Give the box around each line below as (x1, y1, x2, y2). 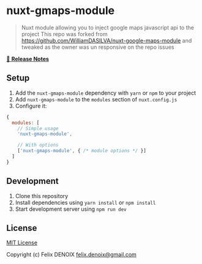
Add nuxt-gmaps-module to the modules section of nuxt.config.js (15, 95, 178, 103)
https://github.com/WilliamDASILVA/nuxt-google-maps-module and (21, 37, 192, 44)
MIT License (6, 239, 38, 246)
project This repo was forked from (21, 30, 108, 37)
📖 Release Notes (6, 55, 49, 62)
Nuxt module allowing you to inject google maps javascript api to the (21, 24, 195, 31)
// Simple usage (17, 125, 59, 131)
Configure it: (15, 102, 47, 109)
